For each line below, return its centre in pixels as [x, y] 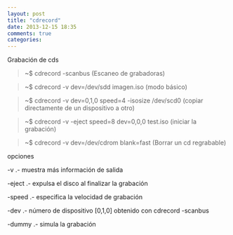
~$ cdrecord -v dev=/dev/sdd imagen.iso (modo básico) [106, 87]
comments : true [29, 33]
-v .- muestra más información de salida [65, 170]
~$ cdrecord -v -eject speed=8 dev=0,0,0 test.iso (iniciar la [111, 122]
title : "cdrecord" [34, 20]
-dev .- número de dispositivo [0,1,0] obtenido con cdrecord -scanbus [108, 210]
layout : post [26, 14]
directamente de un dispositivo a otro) [80, 108]
